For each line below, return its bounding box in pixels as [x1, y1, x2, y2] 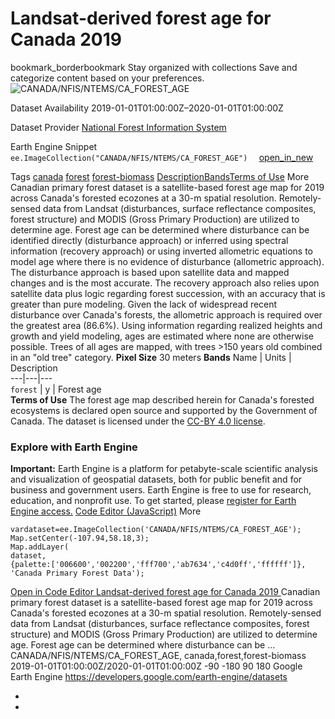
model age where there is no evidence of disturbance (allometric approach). [10, 255, 325, 267]
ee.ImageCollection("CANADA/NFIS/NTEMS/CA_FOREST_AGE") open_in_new [10, 151, 314, 163]
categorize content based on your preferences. [10, 72, 205, 84]
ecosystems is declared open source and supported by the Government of [10, 404, 318, 416]
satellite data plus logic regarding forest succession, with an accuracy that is [10, 287, 326, 299]
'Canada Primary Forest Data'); [10, 568, 145, 579]
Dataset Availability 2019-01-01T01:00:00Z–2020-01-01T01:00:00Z [10, 102, 284, 114]
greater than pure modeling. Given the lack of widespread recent [10, 298, 278, 310]
